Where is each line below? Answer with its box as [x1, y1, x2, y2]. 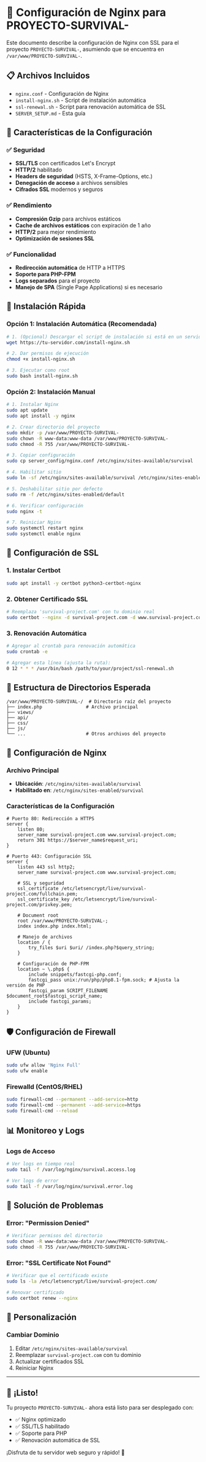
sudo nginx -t [6, 508, 43, 515]
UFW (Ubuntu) [6, 1048, 50, 1057]
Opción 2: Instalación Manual [6, 387, 96, 396]
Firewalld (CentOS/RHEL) [6, 1082, 83, 1091]
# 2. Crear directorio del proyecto [6, 424, 100, 430]
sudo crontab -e [6, 648, 48, 655]
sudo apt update [6, 407, 48, 413]
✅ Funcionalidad [6, 250, 56, 259]
